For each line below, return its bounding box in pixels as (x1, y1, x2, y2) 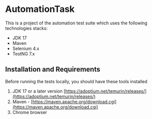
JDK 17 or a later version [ (12, 88, 66, 94)
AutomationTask (5, 3, 75, 15)
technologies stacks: (5, 25, 48, 31)
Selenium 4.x (12, 45, 39, 51)
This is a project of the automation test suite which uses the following (5, 20, 148, 26)
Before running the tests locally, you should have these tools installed (5, 78, 148, 84)
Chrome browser (12, 109, 47, 115)
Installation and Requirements (5, 65, 101, 74)
